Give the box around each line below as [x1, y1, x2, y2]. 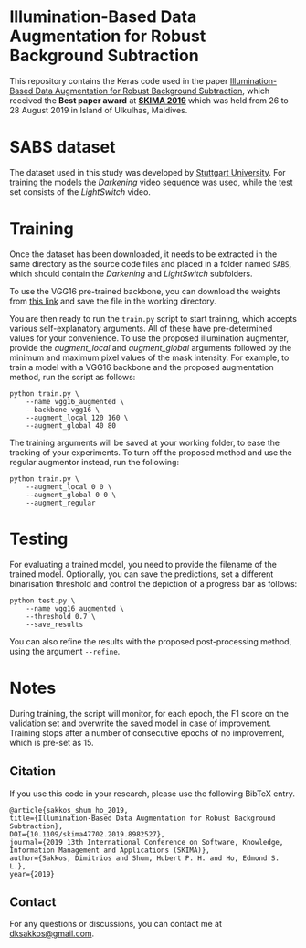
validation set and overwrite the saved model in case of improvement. [9, 718, 272, 729]
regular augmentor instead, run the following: [9, 456, 180, 467]
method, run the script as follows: [9, 371, 136, 382]
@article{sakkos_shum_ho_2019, [9, 805, 129, 815]
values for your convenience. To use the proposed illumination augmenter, [9, 332, 290, 344]
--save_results [26, 620, 84, 629]
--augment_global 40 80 [26, 421, 117, 431]
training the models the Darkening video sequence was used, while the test [9, 176, 294, 187]
